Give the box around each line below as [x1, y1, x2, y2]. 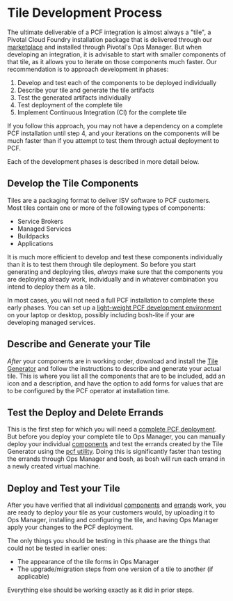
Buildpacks [17, 231, 50, 240]
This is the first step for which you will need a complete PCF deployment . [7, 425, 217, 434]
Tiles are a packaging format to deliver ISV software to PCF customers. [7, 196, 211, 204]
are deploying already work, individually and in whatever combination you [7, 275, 218, 283]
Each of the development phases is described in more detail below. [7, 157, 200, 165]
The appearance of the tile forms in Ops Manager [17, 558, 159, 566]
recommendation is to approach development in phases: [7, 65, 169, 73]
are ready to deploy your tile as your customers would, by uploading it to [7, 508, 216, 517]
